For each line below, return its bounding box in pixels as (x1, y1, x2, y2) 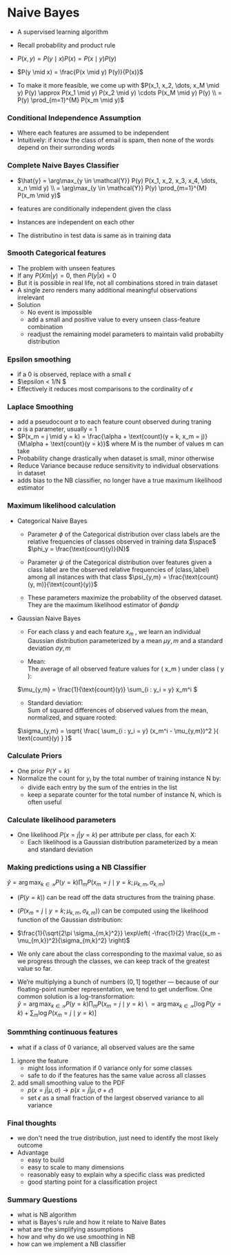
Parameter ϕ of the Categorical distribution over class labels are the (27, 530, 221, 538)
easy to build (27, 1156, 64, 1164)
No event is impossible (27, 308, 92, 316)
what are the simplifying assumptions (17, 1225, 124, 1234)
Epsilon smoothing (7, 354, 71, 364)
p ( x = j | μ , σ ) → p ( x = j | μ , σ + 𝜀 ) (27, 1085, 114, 1094)
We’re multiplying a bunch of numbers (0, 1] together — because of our (17, 978, 219, 986)
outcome (17, 1140, 43, 1149)
